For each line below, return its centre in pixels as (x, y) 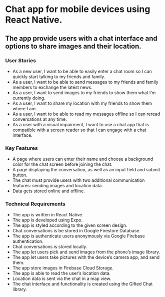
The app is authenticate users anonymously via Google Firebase (78, 236)
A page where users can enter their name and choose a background (83, 159)
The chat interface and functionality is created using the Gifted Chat (82, 284)
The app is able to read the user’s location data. (61, 273)
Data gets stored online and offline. (48, 191)
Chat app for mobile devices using (78, 9)
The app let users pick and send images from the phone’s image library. (86, 252)
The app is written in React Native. (48, 215)
